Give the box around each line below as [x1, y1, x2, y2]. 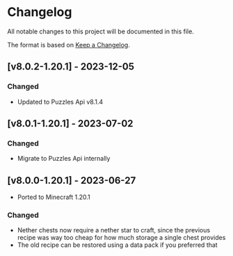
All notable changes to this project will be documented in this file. [7, 27, 195, 35]
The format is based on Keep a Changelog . [7, 40, 130, 49]
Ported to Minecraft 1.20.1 [17, 193, 90, 202]
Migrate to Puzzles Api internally [17, 154, 111, 163]
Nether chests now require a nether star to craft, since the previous [17, 226, 211, 234]
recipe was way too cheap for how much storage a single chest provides [17, 234, 226, 242]
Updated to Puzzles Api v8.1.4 [17, 97, 104, 106]
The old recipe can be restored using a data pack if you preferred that [17, 241, 218, 249]
